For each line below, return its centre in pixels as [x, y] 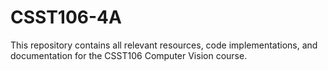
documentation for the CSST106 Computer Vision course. [129, 55]
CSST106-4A [66, 17]
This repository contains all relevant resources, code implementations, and [164, 45]
